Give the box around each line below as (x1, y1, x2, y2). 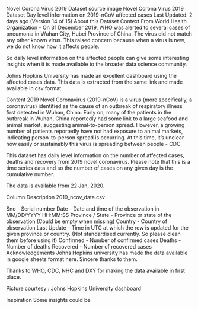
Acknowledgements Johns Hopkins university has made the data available (6, 249, 188, 256)
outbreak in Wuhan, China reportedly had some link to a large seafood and (6, 115, 189, 122)
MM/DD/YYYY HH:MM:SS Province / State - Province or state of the (6, 212, 172, 218)
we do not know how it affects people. (6, 43, 100, 50)
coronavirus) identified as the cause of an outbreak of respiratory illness (6, 103, 183, 109)
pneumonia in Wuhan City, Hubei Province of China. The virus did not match (6, 30, 193, 37)
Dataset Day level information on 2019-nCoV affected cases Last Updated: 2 (6, 11, 193, 18)
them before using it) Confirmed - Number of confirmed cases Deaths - (6, 237, 181, 244)
